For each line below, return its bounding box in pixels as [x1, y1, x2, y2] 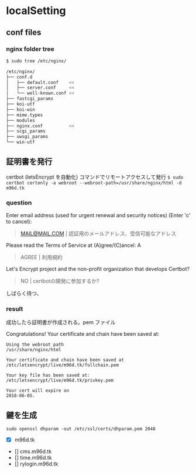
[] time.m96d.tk [14, 454, 52, 461]
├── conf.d [6, 74, 33, 80]
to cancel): [6, 218, 32, 225]
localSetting [6, 4, 66, 18]
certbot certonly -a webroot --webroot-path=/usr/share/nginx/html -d [6, 180, 182, 186]
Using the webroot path [6, 342, 64, 348]
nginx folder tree [6, 45, 54, 53]
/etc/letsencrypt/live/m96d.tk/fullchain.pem [6, 362, 119, 368]
